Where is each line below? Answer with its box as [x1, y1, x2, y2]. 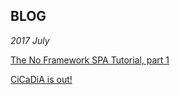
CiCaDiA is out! [10, 73, 73, 85]
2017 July [10, 34, 50, 46]
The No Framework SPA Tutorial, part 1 [10, 54, 170, 66]
